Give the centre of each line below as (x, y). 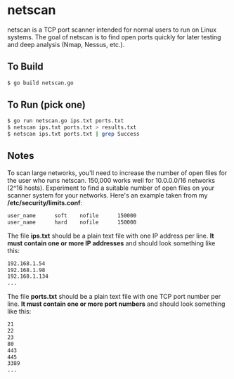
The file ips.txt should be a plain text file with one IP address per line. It (111, 236)
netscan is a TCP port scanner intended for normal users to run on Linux (112, 30)
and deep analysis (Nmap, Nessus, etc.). (66, 44)
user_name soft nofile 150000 (72, 216)
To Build (25, 66)
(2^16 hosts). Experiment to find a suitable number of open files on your (111, 188)
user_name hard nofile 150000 (72, 222)
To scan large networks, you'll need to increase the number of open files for (117, 173)
